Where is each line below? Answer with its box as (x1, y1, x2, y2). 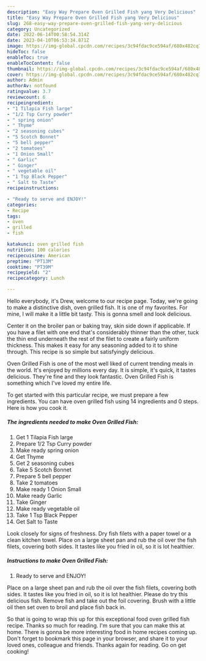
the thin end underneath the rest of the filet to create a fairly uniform (7, 335, 179, 342)
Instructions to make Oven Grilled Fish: (7, 557, 109, 564)
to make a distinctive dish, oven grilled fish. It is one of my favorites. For (7, 304, 188, 311)
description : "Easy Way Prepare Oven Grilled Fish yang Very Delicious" (7, 9, 196, 15)
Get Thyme (15, 453, 45, 460)
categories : (7, 202, 37, 208)
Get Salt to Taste (15, 517, 58, 525)
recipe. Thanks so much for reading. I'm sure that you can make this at (7, 621, 185, 629)
